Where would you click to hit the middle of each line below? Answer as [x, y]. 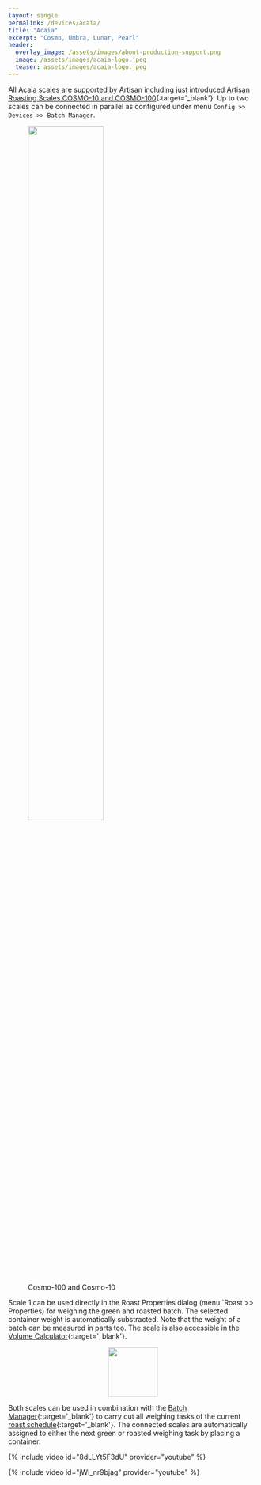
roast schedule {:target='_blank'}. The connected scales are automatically [128, 1424]
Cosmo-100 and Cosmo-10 [72, 1287]
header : [21, 45]
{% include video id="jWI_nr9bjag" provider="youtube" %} [104, 1472]
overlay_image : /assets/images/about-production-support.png [118, 52]
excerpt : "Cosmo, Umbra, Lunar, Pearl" [74, 38]
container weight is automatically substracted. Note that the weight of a [125, 1319]
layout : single [33, 15]
